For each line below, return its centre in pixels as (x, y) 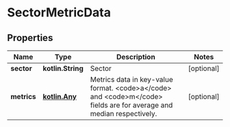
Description (136, 57)
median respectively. (124, 114)
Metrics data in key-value (131, 80)
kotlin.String (63, 68)
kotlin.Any (60, 97)
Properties (30, 38)
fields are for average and (131, 105)
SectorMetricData (59, 13)
